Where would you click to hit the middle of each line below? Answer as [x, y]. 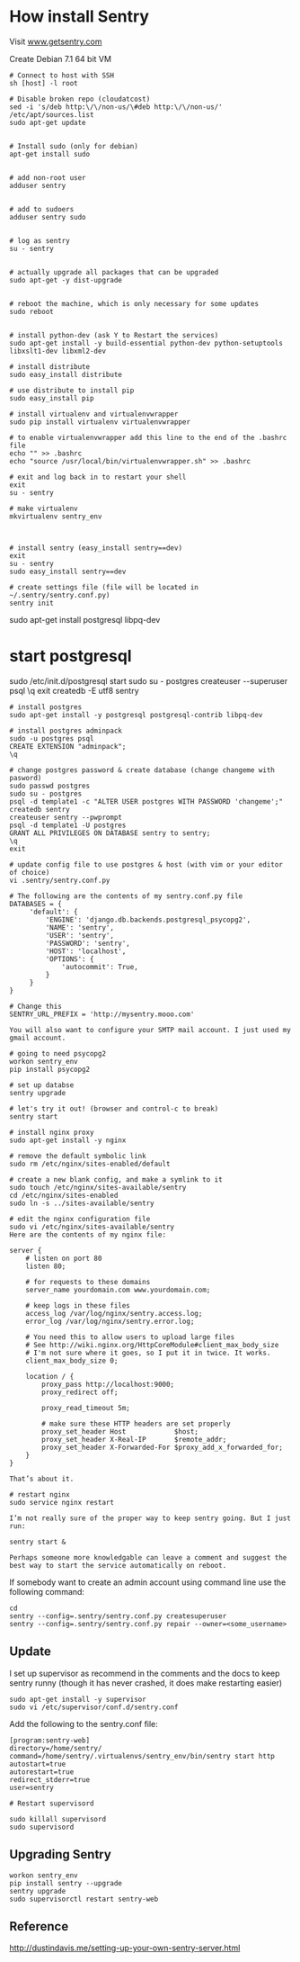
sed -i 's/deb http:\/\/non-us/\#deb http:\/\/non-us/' [116, 107]
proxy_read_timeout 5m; [86, 1408]
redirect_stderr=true [50, 1779]
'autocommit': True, [100, 967]
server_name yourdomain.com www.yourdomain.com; [118, 1290]
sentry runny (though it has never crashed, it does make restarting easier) [146, 1683]
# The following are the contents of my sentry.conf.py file [126, 896]
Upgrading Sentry [61, 1854]
